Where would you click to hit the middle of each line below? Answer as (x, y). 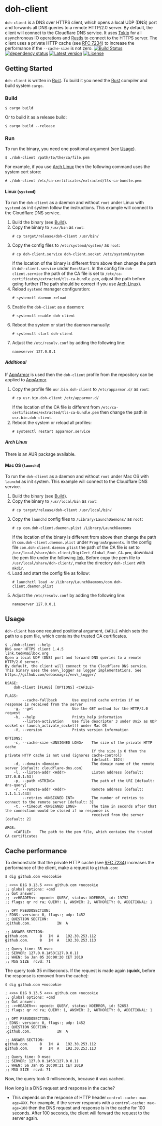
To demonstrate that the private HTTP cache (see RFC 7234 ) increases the (80, 863)
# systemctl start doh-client (43, 334)
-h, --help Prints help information (68, 717)
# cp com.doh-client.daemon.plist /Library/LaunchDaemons (72, 528)
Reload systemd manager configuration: (51, 289)
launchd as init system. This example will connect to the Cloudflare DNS (76, 481)
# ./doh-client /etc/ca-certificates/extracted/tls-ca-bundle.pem (73, 181)
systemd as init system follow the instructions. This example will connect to (79, 207)
